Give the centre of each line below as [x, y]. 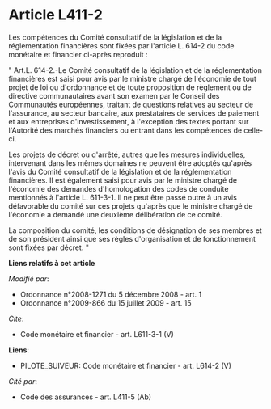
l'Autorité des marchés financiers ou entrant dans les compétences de [125, 130]
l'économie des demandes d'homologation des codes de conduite [119, 188]
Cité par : [23, 381]
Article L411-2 [56, 15]
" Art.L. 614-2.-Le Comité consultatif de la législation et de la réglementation [135, 70]
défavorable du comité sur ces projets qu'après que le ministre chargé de [131, 206]
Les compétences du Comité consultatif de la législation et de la [115, 37]
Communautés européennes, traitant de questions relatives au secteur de [131, 104]
